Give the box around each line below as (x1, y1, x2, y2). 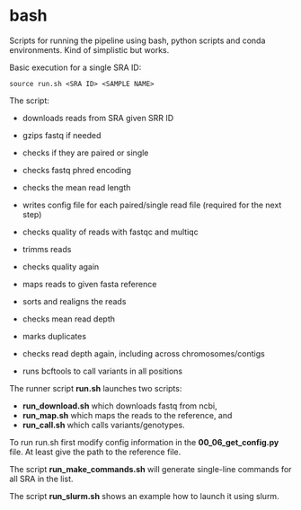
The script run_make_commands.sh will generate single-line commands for (9, 463, 292, 474)
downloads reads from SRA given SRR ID (22, 112, 174, 123)
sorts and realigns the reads (22, 295, 127, 306)
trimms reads (22, 243, 72, 254)
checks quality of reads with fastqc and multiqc (22, 226, 199, 237)
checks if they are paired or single (22, 147, 149, 158)
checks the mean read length (22, 181, 131, 193)
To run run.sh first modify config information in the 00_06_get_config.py (9, 436, 279, 447)
